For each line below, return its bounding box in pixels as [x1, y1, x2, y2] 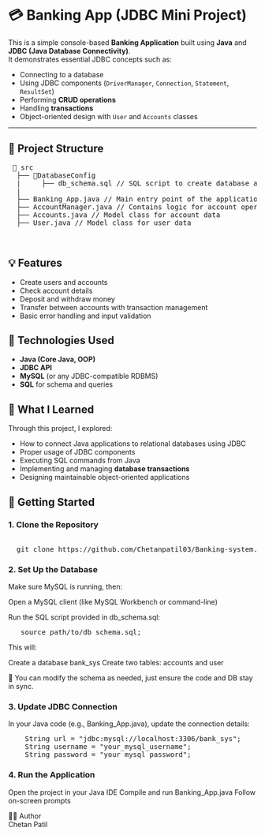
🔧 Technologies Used [8, 333, 114, 347]
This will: [8, 642, 37, 652]
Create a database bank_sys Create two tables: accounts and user [8, 658, 224, 668]
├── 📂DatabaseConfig [16, 170, 96, 180]
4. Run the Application [8, 769, 95, 781]
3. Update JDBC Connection [8, 702, 118, 713]
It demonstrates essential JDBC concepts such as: [8, 54, 172, 64]
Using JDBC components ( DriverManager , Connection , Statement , [19, 78, 230, 88]
